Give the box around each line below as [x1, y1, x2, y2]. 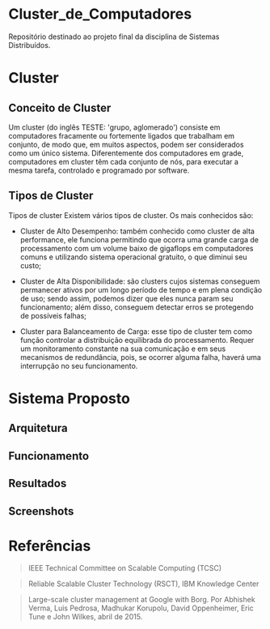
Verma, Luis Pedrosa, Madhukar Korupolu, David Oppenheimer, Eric [27, 603, 255, 613]
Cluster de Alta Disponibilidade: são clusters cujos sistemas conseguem [19, 276, 260, 286]
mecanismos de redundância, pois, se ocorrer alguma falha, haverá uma [19, 352, 261, 362]
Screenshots [8, 504, 74, 518]
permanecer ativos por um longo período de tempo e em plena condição [19, 285, 263, 294]
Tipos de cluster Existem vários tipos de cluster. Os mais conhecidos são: [8, 210, 254, 220]
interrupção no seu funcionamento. [19, 361, 138, 370]
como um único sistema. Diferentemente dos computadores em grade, [8, 148, 244, 158]
